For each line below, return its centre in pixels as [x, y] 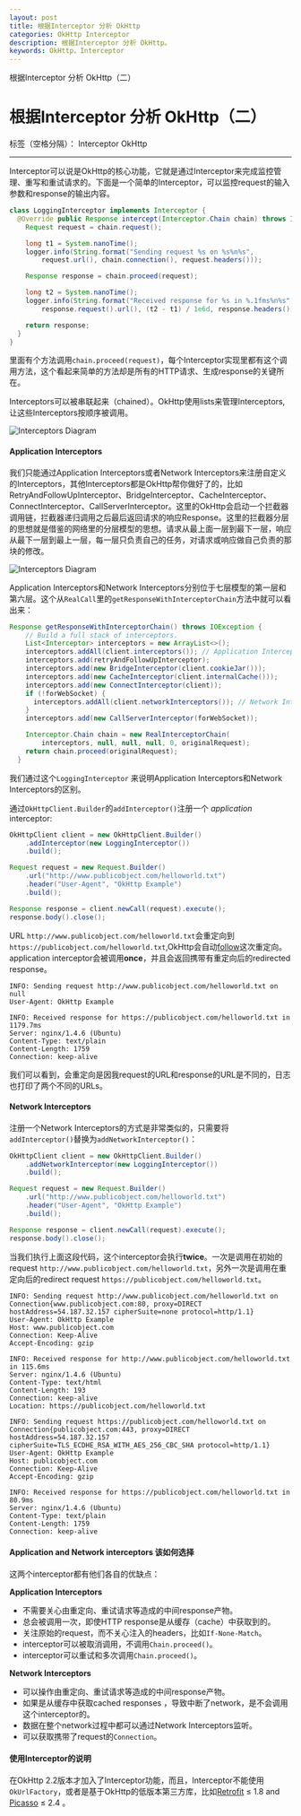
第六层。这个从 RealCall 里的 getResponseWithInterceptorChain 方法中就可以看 [150, 598]
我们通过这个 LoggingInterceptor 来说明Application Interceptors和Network [146, 778]
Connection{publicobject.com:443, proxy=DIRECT [100, 1429]
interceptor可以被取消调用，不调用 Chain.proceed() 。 [120, 1644]
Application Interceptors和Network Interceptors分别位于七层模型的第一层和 [148, 587]
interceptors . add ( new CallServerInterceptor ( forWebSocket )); [142, 718]
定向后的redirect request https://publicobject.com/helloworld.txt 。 [138, 1279]
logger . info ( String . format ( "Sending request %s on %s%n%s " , [140, 252]
